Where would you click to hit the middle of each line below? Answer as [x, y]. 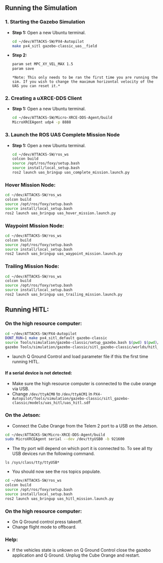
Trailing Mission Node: [32, 266]
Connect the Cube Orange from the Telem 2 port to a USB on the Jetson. [85, 426]
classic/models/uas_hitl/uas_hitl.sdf [51, 403]
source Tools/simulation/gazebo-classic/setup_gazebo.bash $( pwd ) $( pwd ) [81, 343]
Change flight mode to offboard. [44, 527]
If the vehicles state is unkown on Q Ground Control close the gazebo [81, 550]
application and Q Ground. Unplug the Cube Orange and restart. [76, 555]
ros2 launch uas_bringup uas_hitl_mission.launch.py [59, 499]
